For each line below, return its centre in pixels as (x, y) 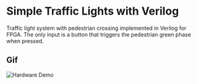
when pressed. (25, 41)
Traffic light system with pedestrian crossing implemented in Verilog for (96, 28)
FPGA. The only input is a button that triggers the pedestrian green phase (99, 34)
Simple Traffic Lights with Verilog (93, 11)
